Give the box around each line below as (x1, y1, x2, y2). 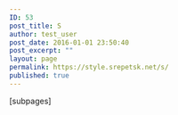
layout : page (9, 54, 58, 63)
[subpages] (9, 95, 52, 106)
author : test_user (9, 29, 77, 38)
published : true (9, 71, 69, 80)
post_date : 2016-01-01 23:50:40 (9, 37, 129, 47)
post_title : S (9, 21, 62, 30)
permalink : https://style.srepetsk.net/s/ (9, 63, 169, 72)
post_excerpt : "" (9, 46, 74, 55)
